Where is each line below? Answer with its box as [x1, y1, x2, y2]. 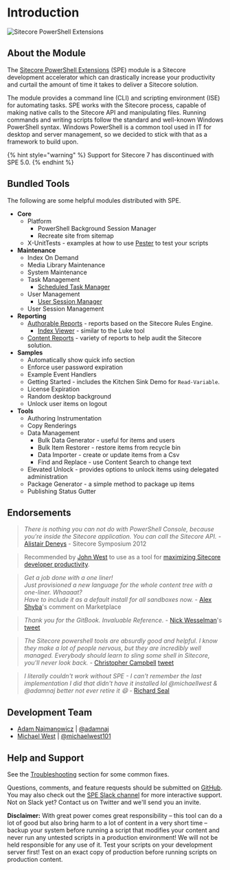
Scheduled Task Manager [37, 282, 111, 291]
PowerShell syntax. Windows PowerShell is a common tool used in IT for [7, 122, 211, 131]
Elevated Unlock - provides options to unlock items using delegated [27, 465, 219, 473]
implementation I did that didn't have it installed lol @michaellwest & [23, 679, 218, 688]
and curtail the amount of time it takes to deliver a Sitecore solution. [7, 80, 198, 89]
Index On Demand [27, 253, 79, 262]
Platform [27, 216, 51, 225]
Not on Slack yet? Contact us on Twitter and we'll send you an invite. [7, 799, 201, 806]
